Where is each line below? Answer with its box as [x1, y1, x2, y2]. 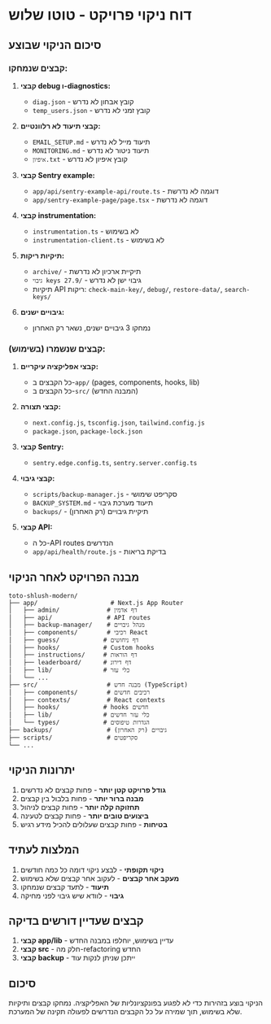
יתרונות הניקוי [8, 763, 76, 778]
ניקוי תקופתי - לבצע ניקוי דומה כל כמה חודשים [20, 865, 164, 874]
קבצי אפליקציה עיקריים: [20, 362, 99, 372]
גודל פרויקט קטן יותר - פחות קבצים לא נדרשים [20, 785, 167, 795]
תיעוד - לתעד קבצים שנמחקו [20, 882, 110, 891]
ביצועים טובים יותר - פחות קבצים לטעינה [20, 811, 149, 821]
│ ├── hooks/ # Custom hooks [8, 643, 155, 651]
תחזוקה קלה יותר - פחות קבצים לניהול [20, 802, 140, 812]
